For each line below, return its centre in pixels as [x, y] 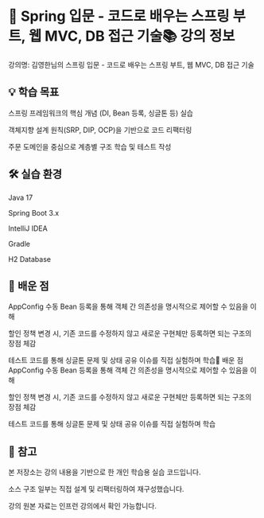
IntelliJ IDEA [28, 228]
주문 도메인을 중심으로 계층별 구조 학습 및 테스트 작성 [90, 146]
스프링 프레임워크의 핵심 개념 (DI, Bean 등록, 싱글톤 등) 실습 [101, 113]
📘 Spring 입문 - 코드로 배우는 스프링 [119, 16]
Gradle [19, 243]
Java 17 [21, 197]
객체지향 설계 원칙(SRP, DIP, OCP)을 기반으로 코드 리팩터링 [100, 130]
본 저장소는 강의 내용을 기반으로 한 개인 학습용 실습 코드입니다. [105, 472]
